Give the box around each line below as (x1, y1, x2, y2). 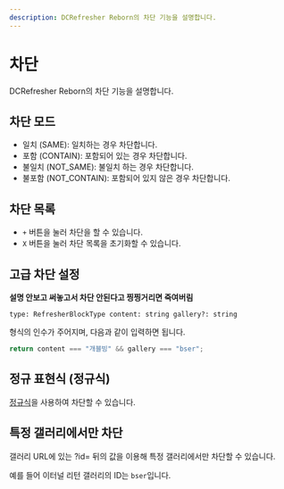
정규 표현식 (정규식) (9, 371, 111, 386)
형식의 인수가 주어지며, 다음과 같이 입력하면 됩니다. (9, 327, 186, 337)
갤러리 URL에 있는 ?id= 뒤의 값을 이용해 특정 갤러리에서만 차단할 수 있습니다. (9, 451, 276, 461)
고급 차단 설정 (9, 267, 80, 282)
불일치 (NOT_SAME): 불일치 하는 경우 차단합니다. (21, 162, 195, 172)
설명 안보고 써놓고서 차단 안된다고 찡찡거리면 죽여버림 (9, 292, 194, 303)
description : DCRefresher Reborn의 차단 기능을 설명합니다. (9, 12, 217, 22)
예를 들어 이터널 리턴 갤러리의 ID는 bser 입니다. (9, 469, 171, 480)
